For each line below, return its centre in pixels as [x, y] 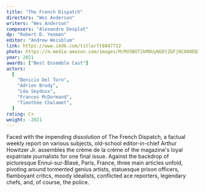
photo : [15, 52]
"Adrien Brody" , [38, 86]
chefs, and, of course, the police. [48, 182]
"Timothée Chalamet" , [45, 102]
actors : [16, 69]
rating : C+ [20, 114]
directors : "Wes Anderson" [41, 18]
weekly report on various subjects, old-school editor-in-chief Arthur [92, 143]
